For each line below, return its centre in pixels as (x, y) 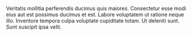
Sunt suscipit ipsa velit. (34, 27)
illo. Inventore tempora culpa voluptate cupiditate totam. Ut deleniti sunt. (93, 21)
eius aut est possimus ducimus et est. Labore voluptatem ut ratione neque (95, 15)
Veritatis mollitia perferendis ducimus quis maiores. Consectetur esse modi (96, 8)
